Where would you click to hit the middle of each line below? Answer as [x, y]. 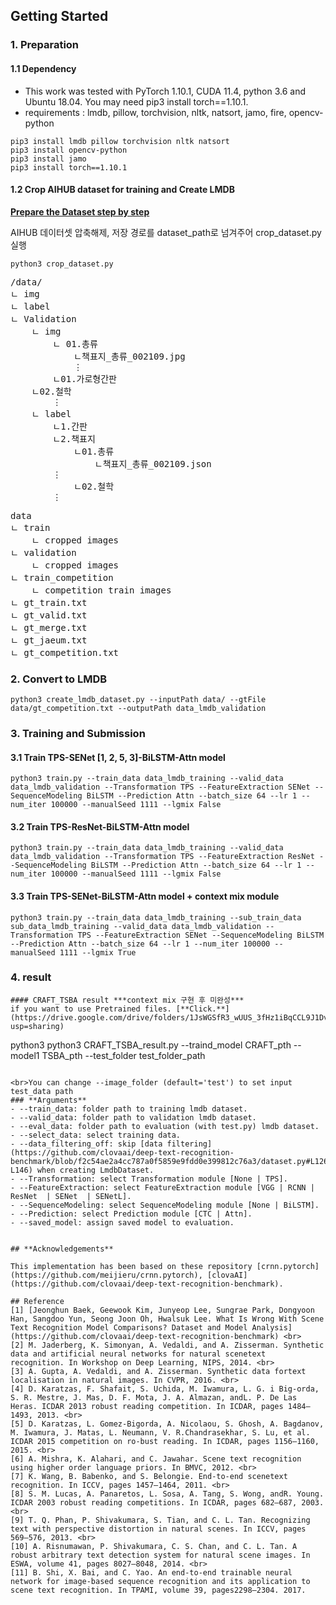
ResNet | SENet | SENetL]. [71, 1196]
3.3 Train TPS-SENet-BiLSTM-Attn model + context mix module [145, 896]
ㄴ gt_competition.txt [65, 652]
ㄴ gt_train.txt [49, 602]
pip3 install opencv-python [69, 150]
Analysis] [272, 1327]
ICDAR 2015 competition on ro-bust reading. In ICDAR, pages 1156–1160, [165, 1441]
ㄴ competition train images [101, 590]
